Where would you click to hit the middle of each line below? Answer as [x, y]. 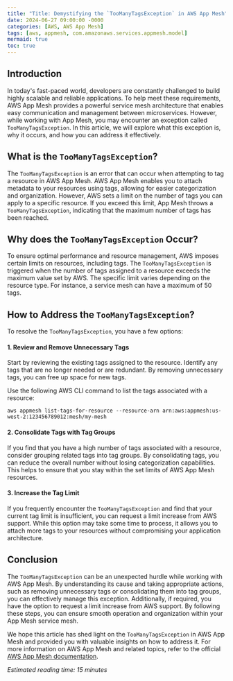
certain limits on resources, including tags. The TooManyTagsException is [109, 264]
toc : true [21, 46]
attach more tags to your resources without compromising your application [114, 531]
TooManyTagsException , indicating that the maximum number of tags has [109, 210]
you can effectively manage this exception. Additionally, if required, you [109, 598]
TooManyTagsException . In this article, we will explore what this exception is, [114, 127]
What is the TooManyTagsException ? [83, 157]
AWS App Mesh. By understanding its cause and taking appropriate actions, [115, 584]
